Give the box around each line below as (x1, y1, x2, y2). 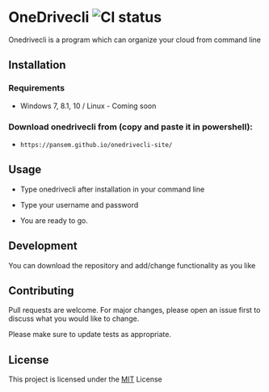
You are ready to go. (19, 215, 89, 226)
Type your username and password (19, 200, 139, 209)
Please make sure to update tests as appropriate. (8, 330, 172, 339)
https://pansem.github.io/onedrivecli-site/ (19, 141, 173, 149)
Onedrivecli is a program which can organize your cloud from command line (8, 35, 261, 44)
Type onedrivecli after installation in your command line (19, 184, 205, 194)
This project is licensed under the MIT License (8, 374, 163, 384)
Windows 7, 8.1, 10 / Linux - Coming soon (19, 101, 157, 111)
